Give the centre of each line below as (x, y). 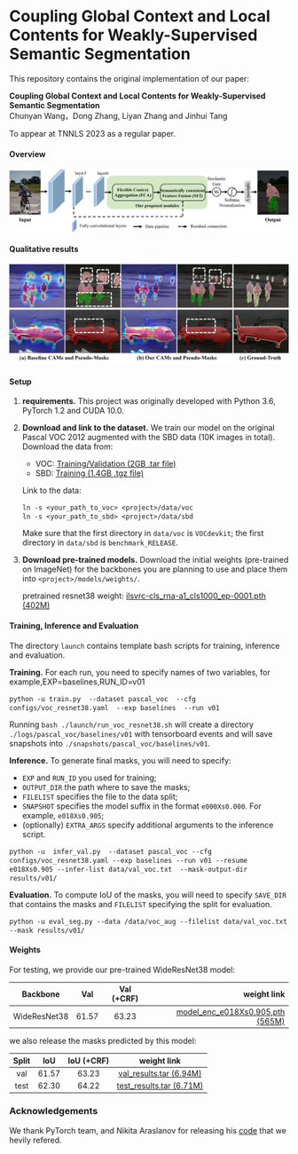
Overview (27, 154)
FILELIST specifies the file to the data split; (100, 796)
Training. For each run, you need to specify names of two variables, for (140, 672)
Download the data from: (67, 447)
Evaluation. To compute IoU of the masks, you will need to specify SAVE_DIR (148, 895)
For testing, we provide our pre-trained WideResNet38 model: (122, 969)
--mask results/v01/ (47, 930)
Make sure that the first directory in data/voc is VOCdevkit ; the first (143, 534)
